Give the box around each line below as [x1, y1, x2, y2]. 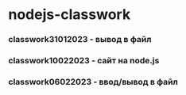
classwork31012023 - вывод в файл [8, 34, 152, 45]
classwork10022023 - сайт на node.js [8, 55, 160, 66]
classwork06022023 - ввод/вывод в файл [8, 76, 179, 87]
